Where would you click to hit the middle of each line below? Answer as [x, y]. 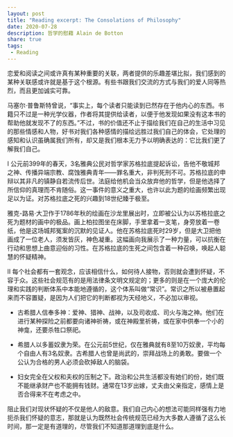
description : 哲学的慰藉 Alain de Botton [65, 33]
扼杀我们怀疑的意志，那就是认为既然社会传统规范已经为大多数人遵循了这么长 [116, 418]
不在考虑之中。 [63, 394]
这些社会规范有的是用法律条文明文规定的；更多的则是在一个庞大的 [125, 280]
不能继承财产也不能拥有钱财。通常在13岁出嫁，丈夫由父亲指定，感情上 [118, 385]
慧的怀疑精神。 [28, 256]
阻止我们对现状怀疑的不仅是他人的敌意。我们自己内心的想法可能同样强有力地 [116, 408]
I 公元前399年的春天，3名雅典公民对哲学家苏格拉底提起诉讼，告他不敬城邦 [114, 164]
